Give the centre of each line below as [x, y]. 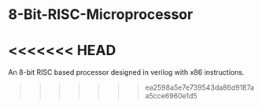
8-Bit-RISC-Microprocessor [101, 15]
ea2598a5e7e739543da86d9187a [200, 87]
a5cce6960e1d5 [172, 96]
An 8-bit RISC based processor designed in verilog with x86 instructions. [126, 72]
